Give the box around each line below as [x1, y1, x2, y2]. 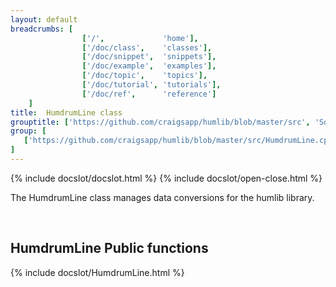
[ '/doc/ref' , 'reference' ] [81, 89, 217, 99]
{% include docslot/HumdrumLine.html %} [10, 266, 185, 278]
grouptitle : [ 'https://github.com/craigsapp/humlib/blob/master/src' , [10, 117, 311, 127]
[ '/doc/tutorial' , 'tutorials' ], [81, 80, 222, 90]
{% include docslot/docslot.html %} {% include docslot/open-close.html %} [10, 172, 323, 184]
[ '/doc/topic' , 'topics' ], [81, 71, 208, 81]
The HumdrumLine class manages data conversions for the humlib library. [10, 191, 315, 203]
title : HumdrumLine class [10, 107, 123, 118]
